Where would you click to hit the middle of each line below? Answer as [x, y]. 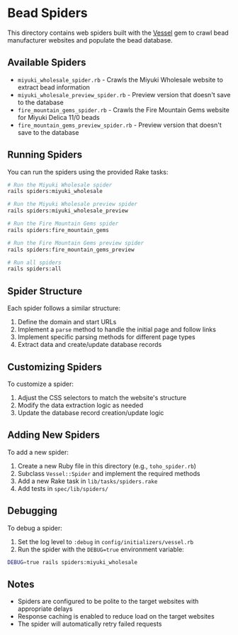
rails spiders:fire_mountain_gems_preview [71, 250]
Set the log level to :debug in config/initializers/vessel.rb [105, 541]
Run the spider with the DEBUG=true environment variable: [101, 549]
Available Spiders [47, 63]
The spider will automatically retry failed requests [90, 624]
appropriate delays [45, 609]
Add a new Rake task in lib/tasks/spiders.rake [87, 481]
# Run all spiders [34, 263]
